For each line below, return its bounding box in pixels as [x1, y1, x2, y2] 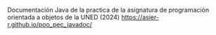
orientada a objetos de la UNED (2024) [7, 13, 120, 21]
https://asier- [121, 13, 160, 21]
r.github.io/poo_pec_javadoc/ [7, 21, 93, 28]
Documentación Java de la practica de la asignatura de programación [7, 6, 210, 14]
